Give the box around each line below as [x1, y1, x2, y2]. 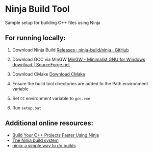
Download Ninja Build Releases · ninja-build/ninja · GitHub [12, 47, 129, 52]
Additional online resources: [5, 119, 94, 127]
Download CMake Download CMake [12, 71, 85, 77]
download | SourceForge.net [12, 61, 70, 67]
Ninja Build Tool [5, 3, 70, 15]
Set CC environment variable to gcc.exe [12, 95, 91, 101]
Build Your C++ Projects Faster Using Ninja [12, 132, 99, 138]
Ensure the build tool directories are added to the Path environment [12, 80, 148, 86]
